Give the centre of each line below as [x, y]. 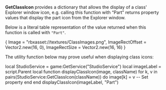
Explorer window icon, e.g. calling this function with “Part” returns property [82, 12]
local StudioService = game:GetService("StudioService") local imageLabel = [83, 67]
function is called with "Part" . [36, 32]
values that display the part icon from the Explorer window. [65, 18]
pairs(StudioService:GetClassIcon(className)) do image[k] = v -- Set [77, 77]
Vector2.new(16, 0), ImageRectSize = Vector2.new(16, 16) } [65, 47]
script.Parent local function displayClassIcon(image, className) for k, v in [81, 72]
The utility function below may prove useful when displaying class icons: [80, 57]
